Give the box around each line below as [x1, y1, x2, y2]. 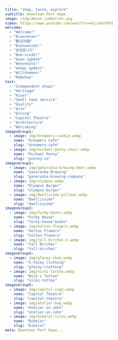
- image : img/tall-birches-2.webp [9, 238, 79, 242]
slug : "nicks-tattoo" [14, 278, 57, 283]
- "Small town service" [9, 98, 57, 102]
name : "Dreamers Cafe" [14, 138, 59, 143]
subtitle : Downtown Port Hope [5, 12, 66, 17]
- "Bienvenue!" [9, 34, 40, 39]
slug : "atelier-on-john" [14, 309, 64, 315]
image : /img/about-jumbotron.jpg [5, 16, 73, 21]
